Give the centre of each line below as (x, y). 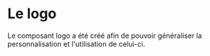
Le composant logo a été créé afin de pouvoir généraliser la (105, 35)
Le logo (32, 14)
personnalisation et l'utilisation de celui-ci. (76, 43)
